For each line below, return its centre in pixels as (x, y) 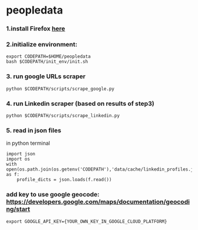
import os (18, 159)
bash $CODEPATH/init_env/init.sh (47, 62)
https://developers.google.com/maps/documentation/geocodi (98, 202)
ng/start (18, 209)
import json (21, 154)
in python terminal (28, 143)
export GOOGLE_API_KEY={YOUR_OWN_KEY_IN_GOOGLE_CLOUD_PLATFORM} (87, 221)
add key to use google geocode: (53, 195)
